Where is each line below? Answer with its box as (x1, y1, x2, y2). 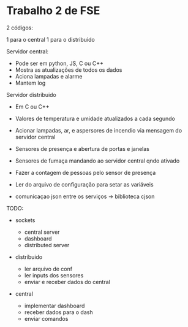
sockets (15, 216, 36, 224)
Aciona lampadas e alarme (15, 72, 83, 80)
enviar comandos (24, 315, 69, 322)
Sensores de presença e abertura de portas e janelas (15, 145, 150, 152)
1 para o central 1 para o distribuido (6, 36, 95, 43)
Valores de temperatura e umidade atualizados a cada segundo (15, 115, 176, 122)
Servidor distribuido (6, 91, 57, 98)
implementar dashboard (24, 302, 85, 309)
